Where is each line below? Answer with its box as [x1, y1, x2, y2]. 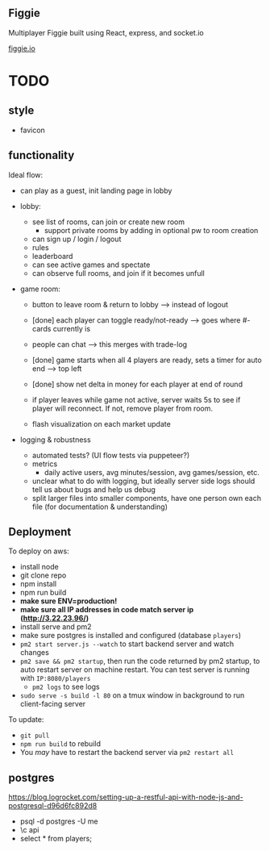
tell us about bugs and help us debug [31, 484, 156, 494]
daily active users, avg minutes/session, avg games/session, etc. [44, 467, 260, 477]
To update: [8, 715, 44, 724]
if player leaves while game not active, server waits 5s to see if [31, 394, 241, 404]
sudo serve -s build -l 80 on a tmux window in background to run [19, 690, 245, 700]
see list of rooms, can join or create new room [31, 217, 185, 227]
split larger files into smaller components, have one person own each [31, 493, 262, 503]
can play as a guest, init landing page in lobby [19, 186, 172, 195]
